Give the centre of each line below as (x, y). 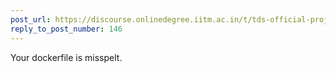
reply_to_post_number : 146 (66, 29)
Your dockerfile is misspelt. (66, 57)
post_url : (31, 19)
